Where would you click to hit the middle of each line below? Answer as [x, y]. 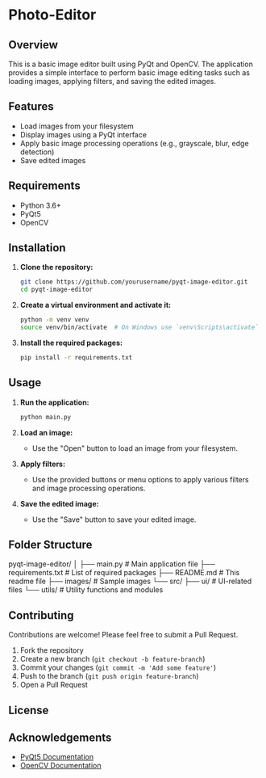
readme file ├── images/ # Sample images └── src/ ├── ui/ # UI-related [130, 581]
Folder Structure [50, 544]
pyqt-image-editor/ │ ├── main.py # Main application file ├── [112, 564]
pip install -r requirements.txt [76, 357]
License [29, 710]
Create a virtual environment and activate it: [96, 305]
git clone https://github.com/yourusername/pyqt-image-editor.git [134, 282]
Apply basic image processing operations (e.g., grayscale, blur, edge [134, 143]
